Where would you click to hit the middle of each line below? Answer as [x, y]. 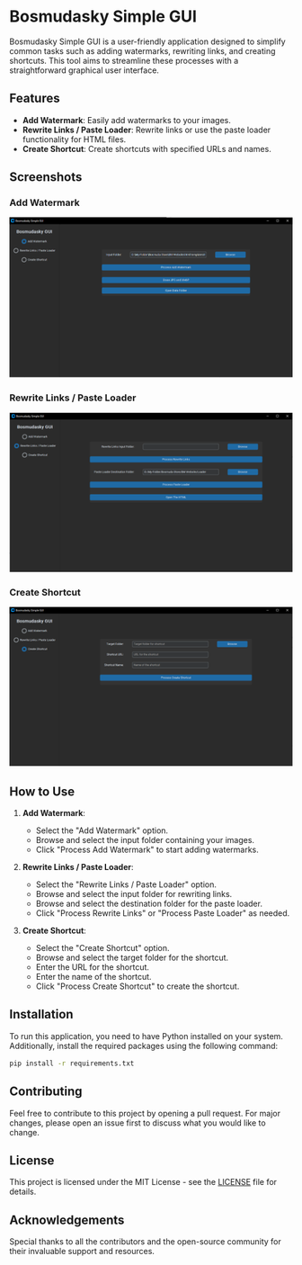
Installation [41, 1014]
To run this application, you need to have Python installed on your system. [146, 1036]
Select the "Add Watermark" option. [102, 830]
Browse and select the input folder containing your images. [145, 840]
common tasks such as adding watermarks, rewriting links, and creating [142, 50]
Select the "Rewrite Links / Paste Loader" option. [126, 884]
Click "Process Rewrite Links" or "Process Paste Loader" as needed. [163, 913]
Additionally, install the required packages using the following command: [144, 1045]
